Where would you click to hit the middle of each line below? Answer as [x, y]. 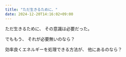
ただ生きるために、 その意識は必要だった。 [49, 28]
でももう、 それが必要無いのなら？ [40, 39]
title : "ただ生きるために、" [31, 9]
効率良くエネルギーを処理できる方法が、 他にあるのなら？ [64, 49]
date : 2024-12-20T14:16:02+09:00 [39, 14]
